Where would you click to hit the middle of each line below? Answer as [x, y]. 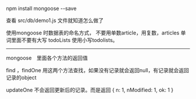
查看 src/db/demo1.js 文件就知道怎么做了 [55, 20]
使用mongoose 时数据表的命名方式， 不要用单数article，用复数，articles [93, 33]
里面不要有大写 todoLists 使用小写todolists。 [64, 40]
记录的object [21, 77]
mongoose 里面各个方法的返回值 [47, 58]
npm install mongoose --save [41, 8]
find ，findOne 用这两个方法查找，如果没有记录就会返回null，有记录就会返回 [98, 70]
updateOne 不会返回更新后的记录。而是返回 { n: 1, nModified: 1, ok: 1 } [90, 90]
